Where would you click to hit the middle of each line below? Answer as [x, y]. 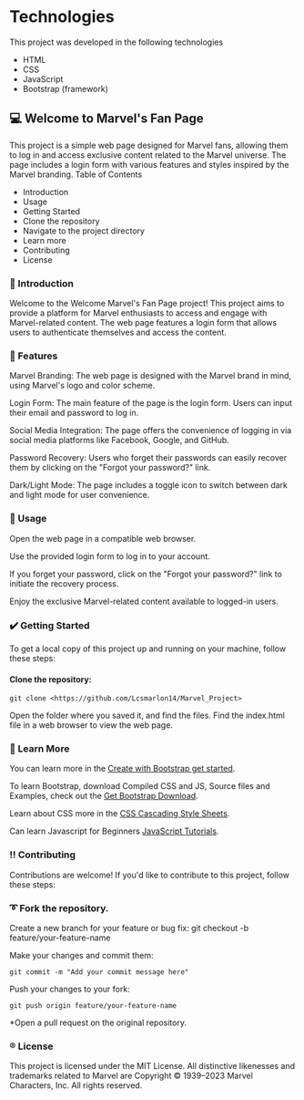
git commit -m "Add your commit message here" [99, 972]
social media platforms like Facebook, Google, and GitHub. [119, 441]
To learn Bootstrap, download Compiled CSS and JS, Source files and [140, 786]
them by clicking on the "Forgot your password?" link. [110, 468]
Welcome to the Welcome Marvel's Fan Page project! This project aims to [147, 304]
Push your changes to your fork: [70, 989]
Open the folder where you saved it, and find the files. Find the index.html [147, 716]
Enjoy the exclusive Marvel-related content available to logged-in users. [144, 601]
